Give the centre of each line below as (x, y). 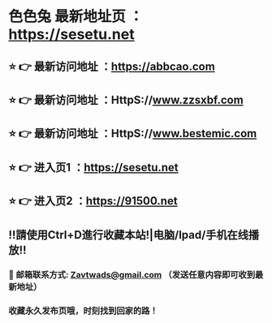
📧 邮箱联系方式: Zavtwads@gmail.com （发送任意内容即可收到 (132, 275)
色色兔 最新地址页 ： (76, 17)
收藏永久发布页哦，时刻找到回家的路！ (83, 311)
